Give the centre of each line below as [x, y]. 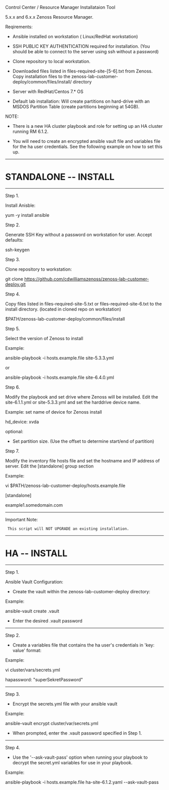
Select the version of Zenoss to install [44, 338]
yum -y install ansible [27, 215]
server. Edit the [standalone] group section [50, 466]
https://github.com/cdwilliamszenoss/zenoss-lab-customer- [87, 279]
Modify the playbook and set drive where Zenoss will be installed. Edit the [82, 397]
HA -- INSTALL [36, 554]
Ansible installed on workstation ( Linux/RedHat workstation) [75, 36]
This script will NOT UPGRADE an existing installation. [68, 529]
